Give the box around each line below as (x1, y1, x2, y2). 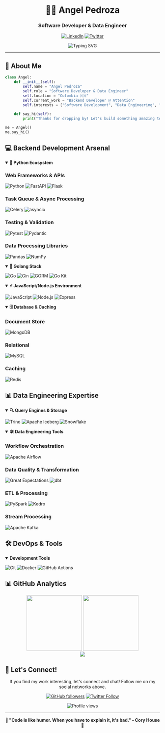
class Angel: (5, 75, 32, 80)
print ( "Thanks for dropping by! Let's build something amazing (23, 116, 155, 121)
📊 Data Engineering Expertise (5, 391, 99, 400)
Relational (5, 342, 29, 348)
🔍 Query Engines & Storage (9, 407, 67, 413)
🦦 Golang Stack (9, 263, 42, 269)
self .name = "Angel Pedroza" (23, 84, 82, 89)
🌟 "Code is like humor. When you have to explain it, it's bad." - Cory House (5, 717, 160, 723)
